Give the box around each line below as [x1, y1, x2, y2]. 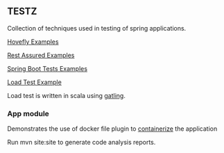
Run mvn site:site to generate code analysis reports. [7, 138, 156, 147]
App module [7, 108, 50, 118]
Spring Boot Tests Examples [7, 64, 88, 72]
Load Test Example [7, 78, 62, 86]
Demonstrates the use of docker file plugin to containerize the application [7, 124, 218, 133]
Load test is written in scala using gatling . [7, 91, 126, 99]
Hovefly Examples [7, 38, 59, 46]
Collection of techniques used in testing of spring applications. [7, 24, 187, 32]
